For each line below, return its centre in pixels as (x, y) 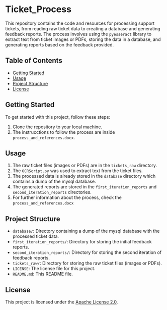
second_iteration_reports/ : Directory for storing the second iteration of (87, 252)
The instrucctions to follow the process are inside (64, 132)
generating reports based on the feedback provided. (60, 44)
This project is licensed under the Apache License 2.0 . (62, 302)
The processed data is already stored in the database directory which (84, 176)
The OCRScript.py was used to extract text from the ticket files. (77, 171)
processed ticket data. (36, 236)
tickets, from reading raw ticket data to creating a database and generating (83, 28)
